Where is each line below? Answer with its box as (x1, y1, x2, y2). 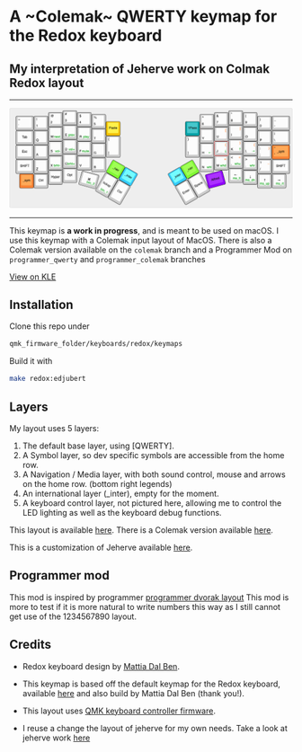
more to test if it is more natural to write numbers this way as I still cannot (9, 601, 281, 612)
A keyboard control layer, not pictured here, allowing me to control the (22, 498, 282, 509)
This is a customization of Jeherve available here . (9, 542, 193, 553)
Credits (9, 637, 52, 652)
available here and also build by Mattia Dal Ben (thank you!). (22, 687, 245, 698)
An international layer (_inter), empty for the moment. (22, 488, 219, 500)
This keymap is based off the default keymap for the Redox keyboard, (22, 678, 281, 689)
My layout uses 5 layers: (9, 423, 100, 434)
